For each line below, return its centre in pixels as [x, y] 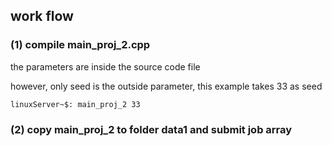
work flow [42, 16]
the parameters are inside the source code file [105, 66]
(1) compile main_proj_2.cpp [80, 45]
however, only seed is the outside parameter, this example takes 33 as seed [166, 86]
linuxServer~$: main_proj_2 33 [75, 104]
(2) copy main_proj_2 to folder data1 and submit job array [151, 129]
